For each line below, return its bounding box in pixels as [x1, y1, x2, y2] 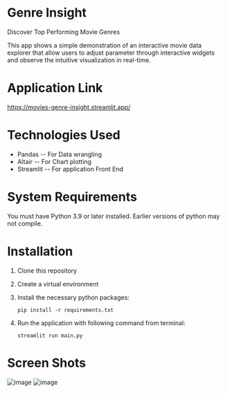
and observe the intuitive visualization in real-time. [7, 55, 151, 64]
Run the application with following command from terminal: [17, 318, 185, 327]
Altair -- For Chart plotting [17, 157, 92, 165]
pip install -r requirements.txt [17, 307, 114, 313]
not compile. [7, 219, 43, 228]
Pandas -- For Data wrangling [17, 150, 102, 158]
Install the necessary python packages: [17, 293, 130, 302]
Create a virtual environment [17, 280, 99, 288]
